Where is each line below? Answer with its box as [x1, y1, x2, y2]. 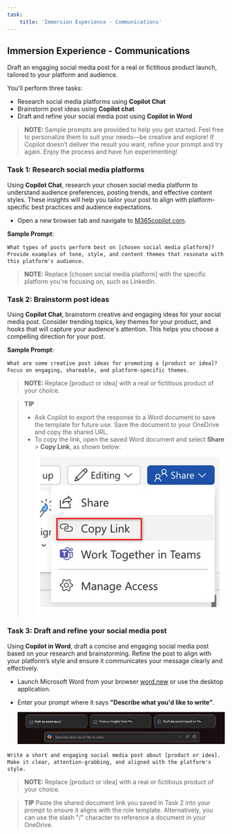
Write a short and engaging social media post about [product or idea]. [7, 752, 221, 759]
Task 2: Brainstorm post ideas [7, 294, 110, 304]
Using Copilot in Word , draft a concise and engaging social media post [7, 642, 209, 650]
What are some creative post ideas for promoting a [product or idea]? [7, 360, 217, 367]
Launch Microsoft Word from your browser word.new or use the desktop [17, 677, 224, 685]
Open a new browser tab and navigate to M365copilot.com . [17, 216, 187, 224]
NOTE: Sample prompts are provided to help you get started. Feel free [23, 125, 224, 134]
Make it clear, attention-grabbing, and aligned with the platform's [7, 759, 212, 766]
